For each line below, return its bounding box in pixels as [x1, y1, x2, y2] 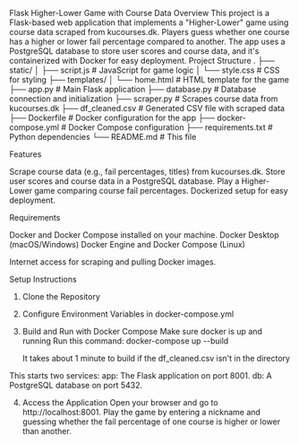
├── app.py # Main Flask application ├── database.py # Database [9, 84, 257, 94]
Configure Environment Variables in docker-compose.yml [21, 309, 235, 319]
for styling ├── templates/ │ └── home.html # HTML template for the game [9, 74, 289, 84]
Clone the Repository [21, 292, 101, 301]
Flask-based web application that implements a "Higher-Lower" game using [9, 17, 289, 28]
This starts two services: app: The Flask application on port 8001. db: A [9, 370, 272, 380]
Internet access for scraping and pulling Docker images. [9, 257, 217, 267]
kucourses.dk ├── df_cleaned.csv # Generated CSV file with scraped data [9, 103, 285, 113]
